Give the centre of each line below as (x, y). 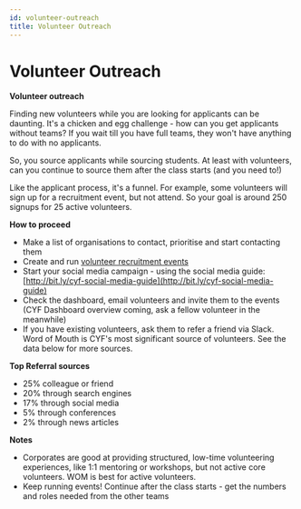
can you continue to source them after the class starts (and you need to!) (146, 170)
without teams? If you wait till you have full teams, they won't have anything (150, 134)
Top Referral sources (50, 366)
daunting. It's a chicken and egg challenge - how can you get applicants (144, 124)
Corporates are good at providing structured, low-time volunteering (148, 458)
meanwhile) (44, 320)
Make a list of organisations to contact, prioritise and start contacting (151, 243)
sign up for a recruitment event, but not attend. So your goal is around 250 (148, 197)
